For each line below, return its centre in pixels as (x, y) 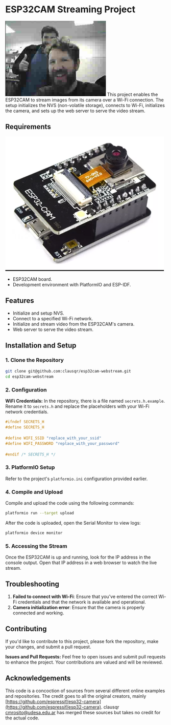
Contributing (26, 629)
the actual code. (22, 718)
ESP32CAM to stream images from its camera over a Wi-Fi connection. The (85, 100)
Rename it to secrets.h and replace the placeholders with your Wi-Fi (77, 406)
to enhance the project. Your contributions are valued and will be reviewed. (84, 662)
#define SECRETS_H (25, 427)
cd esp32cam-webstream (29, 377)
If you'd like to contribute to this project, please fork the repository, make (82, 641)
